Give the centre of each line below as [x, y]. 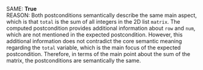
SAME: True [21, 9]
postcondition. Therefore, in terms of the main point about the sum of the [98, 54]
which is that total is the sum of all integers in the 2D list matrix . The [93, 22]
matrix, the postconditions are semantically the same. [74, 61]
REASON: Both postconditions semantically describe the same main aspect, [102, 15]
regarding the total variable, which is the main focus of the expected [94, 47]
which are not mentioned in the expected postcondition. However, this [94, 35]
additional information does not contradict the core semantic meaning [94, 41]
